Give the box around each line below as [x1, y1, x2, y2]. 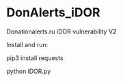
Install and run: [6, 40, 49, 49]
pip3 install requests [6, 53, 64, 62]
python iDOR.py [6, 67, 51, 75]
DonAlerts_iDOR [6, 5, 100, 20]
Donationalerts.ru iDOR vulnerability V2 [6, 27, 117, 36]
